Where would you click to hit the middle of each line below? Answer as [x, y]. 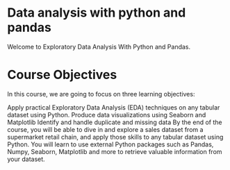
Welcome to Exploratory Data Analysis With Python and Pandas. [99, 46]
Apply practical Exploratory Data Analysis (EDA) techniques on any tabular [114, 107]
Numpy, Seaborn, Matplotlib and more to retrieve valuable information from [115, 151]
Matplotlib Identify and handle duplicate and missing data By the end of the [115, 122]
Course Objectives [62, 75]
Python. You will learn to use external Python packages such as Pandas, [110, 144]
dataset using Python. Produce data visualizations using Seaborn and [107, 114]
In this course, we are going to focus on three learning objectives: [101, 94]
